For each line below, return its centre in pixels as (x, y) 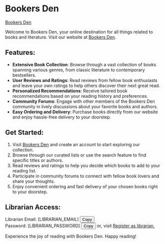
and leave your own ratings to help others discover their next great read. (86, 85)
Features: (20, 53)
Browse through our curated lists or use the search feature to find (79, 155)
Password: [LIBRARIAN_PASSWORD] (43, 226)
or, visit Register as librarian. (126, 226)
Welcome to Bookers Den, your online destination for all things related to (79, 32)
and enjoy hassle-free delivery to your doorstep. (62, 117)
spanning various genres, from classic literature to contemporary (79, 70)
